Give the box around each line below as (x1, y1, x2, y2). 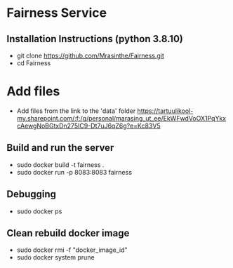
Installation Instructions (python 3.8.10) (6, 33, 183, 45)
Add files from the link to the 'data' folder (16, 107, 136, 115)
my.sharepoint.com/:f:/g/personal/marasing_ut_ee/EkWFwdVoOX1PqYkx (16, 114, 227, 122)
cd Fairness (16, 59, 51, 67)
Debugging (6, 188, 57, 201)
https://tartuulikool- (137, 107, 194, 115)
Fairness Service (6, 5, 107, 21)
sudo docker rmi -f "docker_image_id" (16, 246, 128, 254)
